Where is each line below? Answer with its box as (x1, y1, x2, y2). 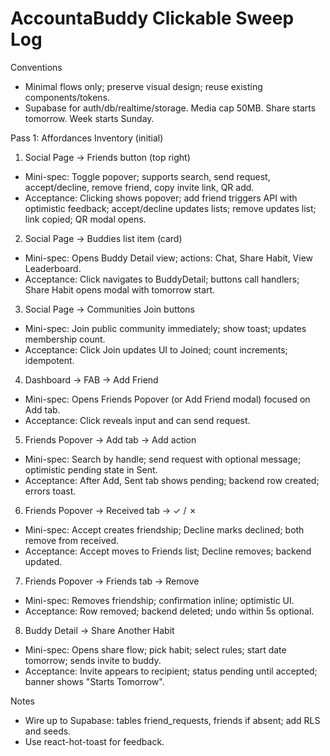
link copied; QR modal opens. (24, 213, 147, 225)
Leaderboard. (24, 262, 82, 274)
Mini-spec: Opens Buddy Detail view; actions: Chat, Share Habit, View (24, 252, 314, 264)
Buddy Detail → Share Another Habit (24, 624, 175, 636)
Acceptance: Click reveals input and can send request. (24, 414, 251, 426)
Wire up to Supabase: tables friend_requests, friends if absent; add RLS (24, 714, 321, 726)
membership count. (24, 333, 106, 345)
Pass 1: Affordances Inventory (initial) (10, 132, 164, 144)
